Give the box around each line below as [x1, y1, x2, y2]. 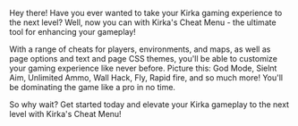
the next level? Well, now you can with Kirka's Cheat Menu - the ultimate [9, 17, 277, 28]
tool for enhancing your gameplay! [9, 27, 136, 37]
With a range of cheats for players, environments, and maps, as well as [9, 44, 271, 55]
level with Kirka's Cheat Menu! [9, 109, 123, 119]
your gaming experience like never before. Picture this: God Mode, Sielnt [9, 63, 277, 73]
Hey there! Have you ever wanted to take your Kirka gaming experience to [9, 8, 283, 18]
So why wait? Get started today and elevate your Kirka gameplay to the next [9, 99, 289, 110]
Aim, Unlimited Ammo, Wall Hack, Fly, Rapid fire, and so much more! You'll [9, 72, 284, 83]
